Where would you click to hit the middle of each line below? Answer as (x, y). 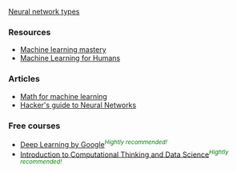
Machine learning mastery (63, 50)
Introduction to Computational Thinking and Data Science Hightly (124, 154)
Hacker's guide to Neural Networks (78, 105)
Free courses (34, 126)
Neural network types (44, 12)
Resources (30, 32)
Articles (24, 79)
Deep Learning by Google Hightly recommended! (94, 143)
